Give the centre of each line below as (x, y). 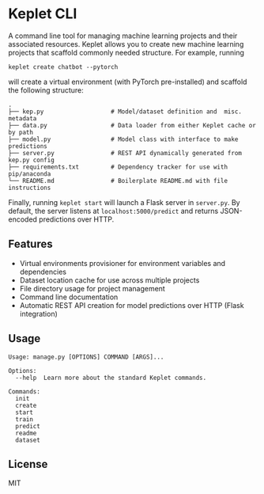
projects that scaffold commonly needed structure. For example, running (126, 52)
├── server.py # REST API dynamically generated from (125, 153)
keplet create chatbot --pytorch (63, 67)
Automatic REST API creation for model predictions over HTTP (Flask (132, 305)
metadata (23, 118)
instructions (30, 188)
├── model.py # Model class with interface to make (123, 139)
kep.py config (32, 160)
